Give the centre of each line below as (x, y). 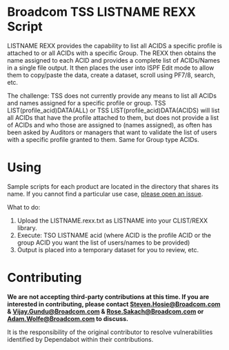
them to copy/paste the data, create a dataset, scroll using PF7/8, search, (111, 75)
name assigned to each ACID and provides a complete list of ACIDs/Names (114, 60)
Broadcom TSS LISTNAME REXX (102, 12)
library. (27, 227)
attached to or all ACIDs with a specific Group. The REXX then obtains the (112, 53)
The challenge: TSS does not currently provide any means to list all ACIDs (112, 95)
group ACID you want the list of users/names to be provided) (103, 243)
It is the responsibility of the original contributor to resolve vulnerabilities (110, 332)
